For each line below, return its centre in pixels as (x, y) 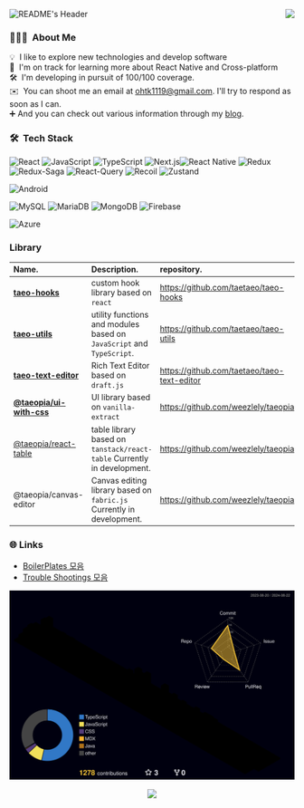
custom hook (115, 283)
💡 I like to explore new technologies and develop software (119, 57)
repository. (181, 269)
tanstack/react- (122, 449)
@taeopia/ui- (39, 402)
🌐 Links (26, 545)
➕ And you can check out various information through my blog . (127, 114)
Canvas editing (119, 480)
